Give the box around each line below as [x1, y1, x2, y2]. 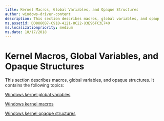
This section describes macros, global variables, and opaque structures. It [5, 77, 155, 83]
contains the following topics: [5, 82, 64, 88]
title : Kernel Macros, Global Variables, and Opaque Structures [5, 7, 139, 12]
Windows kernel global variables [5, 91, 71, 97]
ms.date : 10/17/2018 [5, 30, 47, 35]
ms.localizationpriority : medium [5, 25, 73, 30]
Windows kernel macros [5, 101, 54, 107]
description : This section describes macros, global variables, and [5, 16, 147, 21]
